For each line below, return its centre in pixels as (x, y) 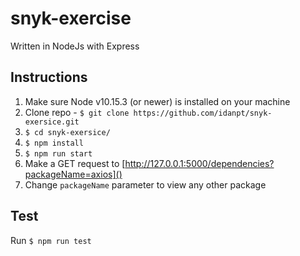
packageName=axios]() (73, 174)
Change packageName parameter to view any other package (145, 184)
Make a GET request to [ (75, 163)
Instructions (49, 77)
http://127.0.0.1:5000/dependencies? (199, 163)
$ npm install (54, 143)
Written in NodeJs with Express (75, 46)
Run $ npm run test (51, 240)
